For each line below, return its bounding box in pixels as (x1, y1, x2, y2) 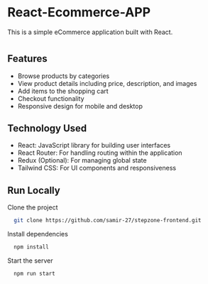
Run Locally (7, 184, 60, 196)
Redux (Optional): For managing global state (17, 156, 147, 165)
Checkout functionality (17, 94, 84, 103)
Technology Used (7, 122, 87, 134)
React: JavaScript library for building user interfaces (17, 141, 171, 150)
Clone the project (7, 203, 58, 212)
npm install (13, 244, 50, 251)
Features (7, 53, 48, 65)
